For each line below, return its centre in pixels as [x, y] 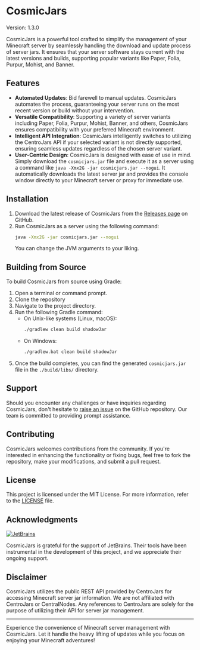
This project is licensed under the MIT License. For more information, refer [97, 495]
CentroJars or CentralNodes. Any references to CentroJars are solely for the [100, 604]
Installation [27, 199]
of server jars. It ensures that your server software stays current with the [95, 51]
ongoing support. [27, 558]
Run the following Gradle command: [59, 312]
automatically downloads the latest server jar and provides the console [101, 174]
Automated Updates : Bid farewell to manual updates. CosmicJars [96, 97]
